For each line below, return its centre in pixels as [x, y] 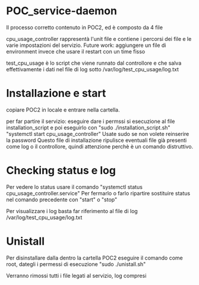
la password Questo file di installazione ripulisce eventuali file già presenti [97, 140]
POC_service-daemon [62, 11]
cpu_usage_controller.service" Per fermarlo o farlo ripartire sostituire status [98, 193]
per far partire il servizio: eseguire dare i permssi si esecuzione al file [91, 121]
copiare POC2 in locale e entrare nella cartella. [63, 110]
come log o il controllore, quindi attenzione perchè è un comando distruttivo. [100, 146]
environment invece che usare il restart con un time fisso [76, 51]
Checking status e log [61, 171]
